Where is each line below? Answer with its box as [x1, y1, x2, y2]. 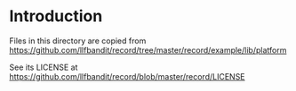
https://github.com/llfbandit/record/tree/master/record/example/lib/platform [9, 44, 287, 55]
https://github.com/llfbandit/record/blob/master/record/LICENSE [9, 71, 246, 81]
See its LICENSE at [9, 62, 78, 72]
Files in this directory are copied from [9, 35, 147, 46]
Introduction [9, 6, 103, 27]
